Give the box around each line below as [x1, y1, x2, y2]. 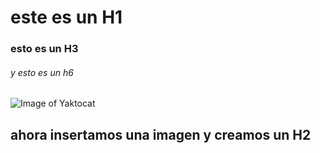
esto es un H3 [10, 42, 79, 56]
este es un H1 [10, 6, 123, 29]
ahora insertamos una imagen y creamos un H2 [10, 126, 312, 143]
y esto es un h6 [10, 66, 74, 78]
